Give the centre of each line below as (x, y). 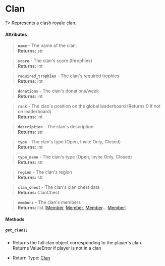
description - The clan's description (56, 127)
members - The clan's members (49, 202)
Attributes (16, 34)
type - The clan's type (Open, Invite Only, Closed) (69, 142)
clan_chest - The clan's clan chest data (59, 187)
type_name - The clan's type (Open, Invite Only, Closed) (75, 157)
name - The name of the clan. (47, 45)
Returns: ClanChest (38, 193)
